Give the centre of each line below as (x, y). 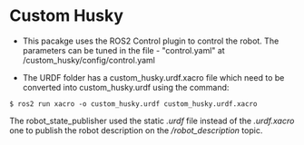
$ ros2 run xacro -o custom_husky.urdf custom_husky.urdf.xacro (133, 104)
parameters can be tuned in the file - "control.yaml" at (123, 50)
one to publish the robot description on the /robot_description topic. (136, 130)
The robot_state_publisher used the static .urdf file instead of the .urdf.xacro (152, 121)
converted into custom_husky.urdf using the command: (126, 87)
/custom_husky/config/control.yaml (89, 60)
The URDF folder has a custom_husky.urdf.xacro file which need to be (153, 77)
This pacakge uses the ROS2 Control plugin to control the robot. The (151, 41)
